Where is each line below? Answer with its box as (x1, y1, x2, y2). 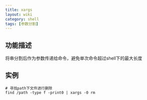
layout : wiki (5, 12, 33, 17)
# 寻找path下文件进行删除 (5, 85, 53, 90)
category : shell (5, 16, 39, 21)
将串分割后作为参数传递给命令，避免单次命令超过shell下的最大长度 (5, 55, 142, 61)
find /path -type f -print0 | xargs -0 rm (5, 90, 95, 95)
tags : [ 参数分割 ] (5, 21, 39, 26)
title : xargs (5, 7, 33, 12)
